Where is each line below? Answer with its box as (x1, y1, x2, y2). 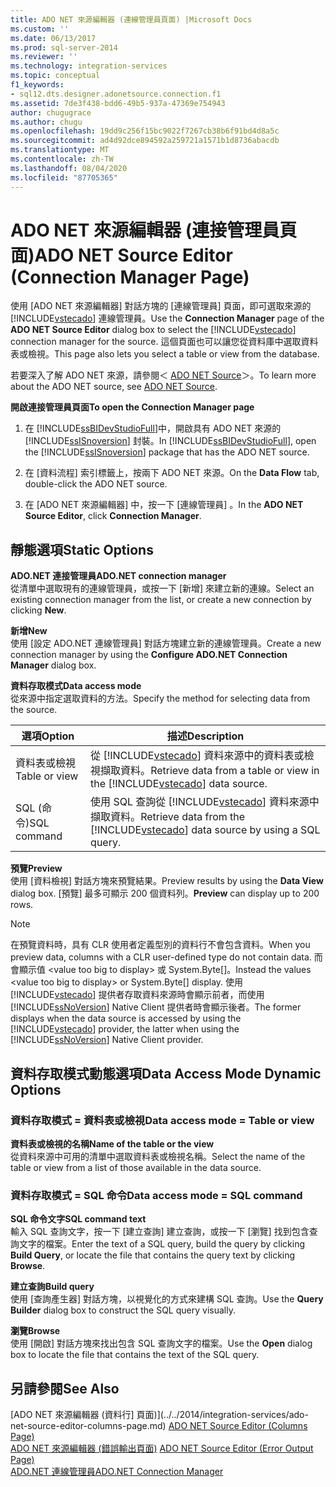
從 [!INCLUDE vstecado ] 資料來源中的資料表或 (90, 749, 305, 763)
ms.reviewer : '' (10, 52, 78, 62)
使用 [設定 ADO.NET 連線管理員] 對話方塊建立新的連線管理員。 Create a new (10, 637, 322, 650)
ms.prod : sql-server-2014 (10, 42, 118, 53)
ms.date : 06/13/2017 (10, 33, 97, 43)
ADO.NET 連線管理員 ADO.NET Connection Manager (10, 1466, 224, 1478)
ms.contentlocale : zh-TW (10, 154, 114, 164)
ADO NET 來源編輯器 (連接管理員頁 (10, 219, 298, 241)
